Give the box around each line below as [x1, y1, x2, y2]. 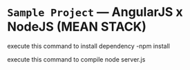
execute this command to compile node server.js [7, 55, 146, 63]
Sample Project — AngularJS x [7, 4, 183, 20]
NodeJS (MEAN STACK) [7, 19, 147, 35]
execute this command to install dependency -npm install [7, 42, 171, 50]
